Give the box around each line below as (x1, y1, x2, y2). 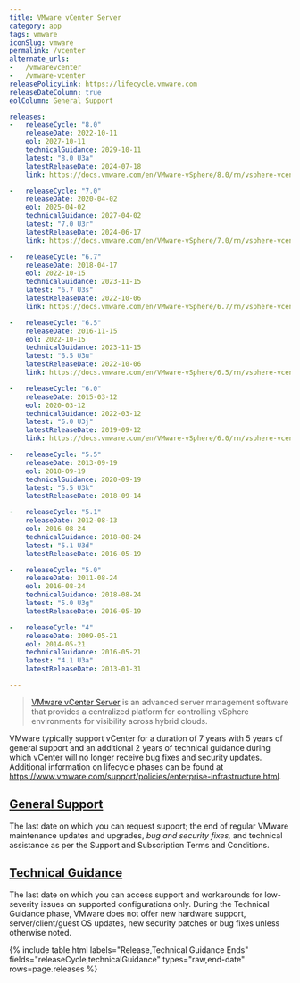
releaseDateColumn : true (9, 87, 102, 96)
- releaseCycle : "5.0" (9, 565, 102, 574)
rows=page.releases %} (9, 963, 98, 974)
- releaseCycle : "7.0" (9, 187, 102, 196)
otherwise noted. (9, 927, 72, 937)
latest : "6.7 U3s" (25, 286, 94, 295)
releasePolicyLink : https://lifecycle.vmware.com (9, 79, 198, 88)
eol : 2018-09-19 (25, 466, 87, 476)
